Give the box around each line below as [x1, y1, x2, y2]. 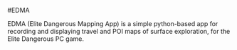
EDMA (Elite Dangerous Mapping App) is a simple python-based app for [7, 20, 218, 27]
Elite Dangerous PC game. [7, 35, 84, 43]
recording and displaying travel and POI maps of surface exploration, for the [7, 27, 231, 35]
